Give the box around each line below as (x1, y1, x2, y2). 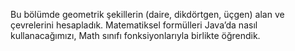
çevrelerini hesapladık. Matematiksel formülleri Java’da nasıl (10, 19, 258, 31)
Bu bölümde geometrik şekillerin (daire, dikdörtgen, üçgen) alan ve (10, 9, 285, 20)
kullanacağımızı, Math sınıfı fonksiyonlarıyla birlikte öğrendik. (10, 30, 261, 41)
